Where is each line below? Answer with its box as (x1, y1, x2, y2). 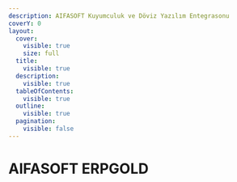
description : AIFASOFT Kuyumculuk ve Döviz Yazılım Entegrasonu (8, 11, 230, 20)
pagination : (15, 117, 57, 125)
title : (15, 57, 38, 66)
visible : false (23, 125, 74, 133)
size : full (23, 49, 60, 57)
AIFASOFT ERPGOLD (8, 159, 149, 178)
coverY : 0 (8, 19, 42, 28)
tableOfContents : (15, 87, 74, 95)
